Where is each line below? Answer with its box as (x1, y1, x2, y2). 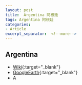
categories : (5, 22, 31, 27)
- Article (5, 27, 27, 32)
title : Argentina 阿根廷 (5, 12, 58, 17)
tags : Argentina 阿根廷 (5, 17, 54, 22)
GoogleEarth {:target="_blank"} (12, 69, 78, 75)
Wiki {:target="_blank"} (12, 63, 60, 70)
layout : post (5, 7, 33, 13)
